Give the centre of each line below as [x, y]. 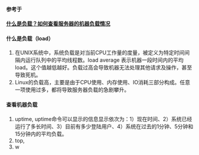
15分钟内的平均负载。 [41, 134]
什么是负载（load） [30, 38]
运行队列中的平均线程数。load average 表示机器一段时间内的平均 [105, 60]
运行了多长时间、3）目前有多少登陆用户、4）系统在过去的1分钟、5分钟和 [104, 126]
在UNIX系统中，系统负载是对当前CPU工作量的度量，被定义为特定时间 [99, 53]
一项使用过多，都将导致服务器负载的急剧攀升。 [72, 90]
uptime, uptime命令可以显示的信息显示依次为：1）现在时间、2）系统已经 [103, 119]
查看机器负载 [22, 105]
